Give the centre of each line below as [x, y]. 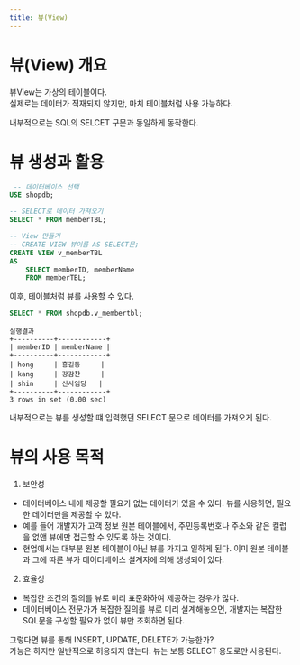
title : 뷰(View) [39, 18]
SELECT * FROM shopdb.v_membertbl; [76, 314]
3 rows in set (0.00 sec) [58, 400]
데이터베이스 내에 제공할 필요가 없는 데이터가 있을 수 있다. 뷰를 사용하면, [148, 503]
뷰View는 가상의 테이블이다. [59, 92]
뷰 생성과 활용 [57, 162]
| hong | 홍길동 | [57, 365]
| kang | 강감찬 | [57, 374]
